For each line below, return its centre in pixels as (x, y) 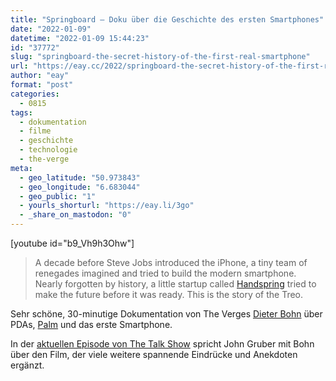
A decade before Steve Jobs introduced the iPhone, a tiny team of (171, 262)
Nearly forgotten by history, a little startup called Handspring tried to (175, 284)
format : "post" (42, 85)
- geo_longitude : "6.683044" (80, 187)
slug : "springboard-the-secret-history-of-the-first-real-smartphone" (160, 57)
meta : (21, 168)
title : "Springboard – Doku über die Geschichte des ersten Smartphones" (167, 19)
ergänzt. (27, 365)
